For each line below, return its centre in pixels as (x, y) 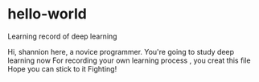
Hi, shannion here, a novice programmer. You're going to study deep (121, 51)
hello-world (47, 14)
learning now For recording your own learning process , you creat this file (129, 60)
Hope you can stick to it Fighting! (62, 68)
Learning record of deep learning (62, 36)
